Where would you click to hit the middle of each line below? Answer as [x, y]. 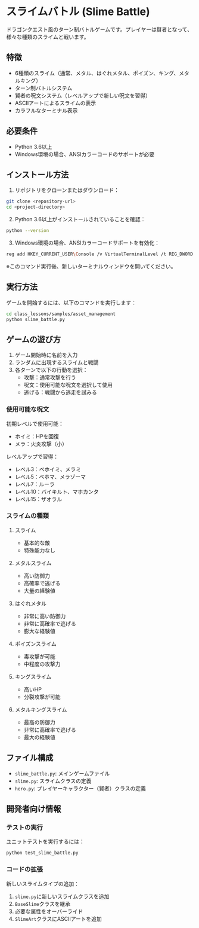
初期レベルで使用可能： [35, 423]
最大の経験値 [39, 737]
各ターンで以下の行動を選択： [51, 370]
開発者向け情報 [34, 809]
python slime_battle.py [36, 319]
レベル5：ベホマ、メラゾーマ [50, 477]
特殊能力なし [39, 550]
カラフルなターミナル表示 [46, 110]
